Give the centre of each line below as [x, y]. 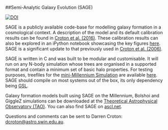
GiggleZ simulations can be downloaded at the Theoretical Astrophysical [81, 101]
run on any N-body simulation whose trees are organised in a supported [81, 64]
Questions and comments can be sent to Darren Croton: [64, 116]
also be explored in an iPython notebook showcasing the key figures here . [83, 43]
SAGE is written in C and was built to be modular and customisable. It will [82, 59]
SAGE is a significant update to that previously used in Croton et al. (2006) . [84, 49]
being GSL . [17, 86]
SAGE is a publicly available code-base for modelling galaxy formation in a [83, 27]
